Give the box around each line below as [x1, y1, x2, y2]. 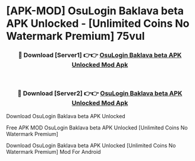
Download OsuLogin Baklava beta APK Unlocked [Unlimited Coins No [6, 141, 177, 149]
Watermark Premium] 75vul [6, 30, 145, 43]
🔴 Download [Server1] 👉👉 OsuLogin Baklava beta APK [18, 51, 182, 59]
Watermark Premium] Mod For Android [6, 148, 101, 155]
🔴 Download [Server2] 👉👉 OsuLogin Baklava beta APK [17, 89, 183, 97]
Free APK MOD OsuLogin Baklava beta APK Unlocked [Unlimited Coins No [6, 124, 188, 131]
